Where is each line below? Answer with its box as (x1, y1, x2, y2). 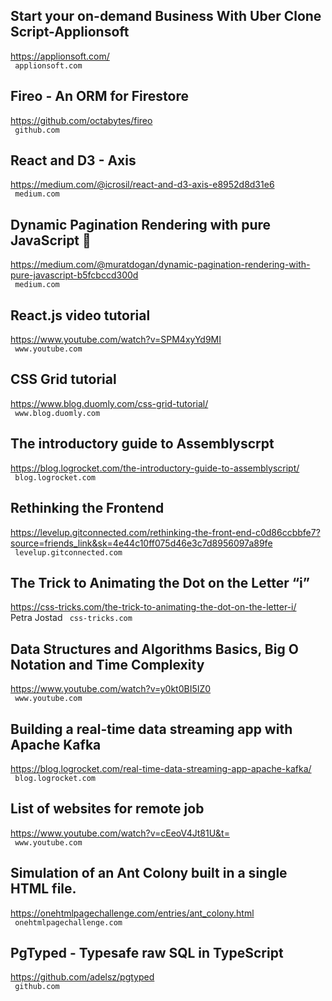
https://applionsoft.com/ (10, 50, 110, 62)
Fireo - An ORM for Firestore (10, 88, 189, 105)
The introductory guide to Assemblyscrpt (10, 435, 275, 453)
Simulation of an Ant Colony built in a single (10, 865, 288, 882)
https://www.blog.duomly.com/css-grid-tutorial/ (10, 397, 209, 409)
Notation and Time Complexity (10, 656, 205, 673)
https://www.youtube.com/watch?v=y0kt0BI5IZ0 (10, 683, 212, 695)
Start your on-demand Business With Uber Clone (10, 8, 322, 25)
